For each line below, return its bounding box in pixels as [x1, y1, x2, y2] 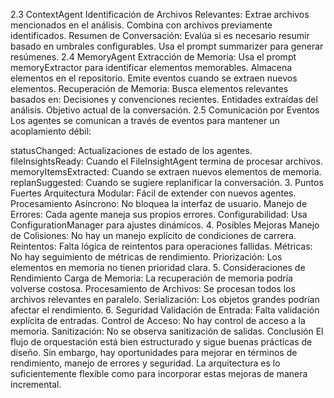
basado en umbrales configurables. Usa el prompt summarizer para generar [10, 40, 324, 52]
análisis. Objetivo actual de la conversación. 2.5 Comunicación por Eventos [10, 104, 320, 116]
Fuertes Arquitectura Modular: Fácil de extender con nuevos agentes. [10, 187, 297, 199]
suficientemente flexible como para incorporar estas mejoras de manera [10, 368, 308, 379]
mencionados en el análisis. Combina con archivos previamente [10, 19, 273, 31]
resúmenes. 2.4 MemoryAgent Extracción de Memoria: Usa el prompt [10, 51, 297, 63]
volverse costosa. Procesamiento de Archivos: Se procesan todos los [10, 283, 296, 294]
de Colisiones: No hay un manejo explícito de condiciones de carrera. [10, 230, 297, 241]
